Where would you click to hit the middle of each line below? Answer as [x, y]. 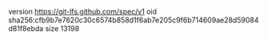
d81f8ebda [26, 28]
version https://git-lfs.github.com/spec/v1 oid [83, 12]
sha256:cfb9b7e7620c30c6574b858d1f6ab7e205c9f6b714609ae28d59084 [133, 20]
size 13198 [62, 28]
